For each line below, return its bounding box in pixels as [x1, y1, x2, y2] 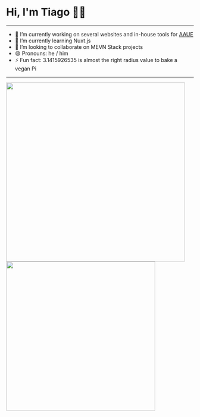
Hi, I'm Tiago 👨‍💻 [6, 5, 86, 19]
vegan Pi [14, 65, 37, 72]
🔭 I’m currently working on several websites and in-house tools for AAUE [14, 30, 193, 38]
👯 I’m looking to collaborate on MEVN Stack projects [14, 43, 143, 50]
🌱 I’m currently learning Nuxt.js [14, 37, 91, 44]
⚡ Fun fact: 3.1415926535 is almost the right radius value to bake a [14, 56, 177, 63]
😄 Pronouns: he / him [14, 50, 68, 57]
